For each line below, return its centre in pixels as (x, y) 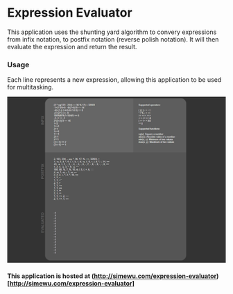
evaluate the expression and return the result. (72, 46)
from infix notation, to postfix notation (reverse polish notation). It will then (113, 39)
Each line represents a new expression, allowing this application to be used (114, 80)
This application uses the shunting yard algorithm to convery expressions (112, 32)
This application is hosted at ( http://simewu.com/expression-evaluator (112, 276)
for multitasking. (31, 87)
